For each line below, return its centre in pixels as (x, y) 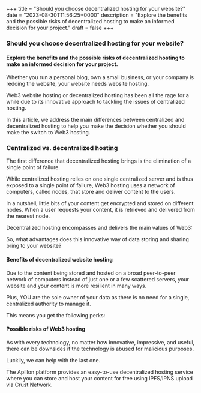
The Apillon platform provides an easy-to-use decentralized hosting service (100, 372)
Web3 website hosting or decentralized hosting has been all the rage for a (97, 95)
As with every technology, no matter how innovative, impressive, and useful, (100, 342)
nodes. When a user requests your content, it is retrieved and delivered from (100, 210)
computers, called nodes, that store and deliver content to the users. (91, 192)
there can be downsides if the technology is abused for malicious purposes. (100, 349)
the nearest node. (28, 216)
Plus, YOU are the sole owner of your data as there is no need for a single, (98, 297)
